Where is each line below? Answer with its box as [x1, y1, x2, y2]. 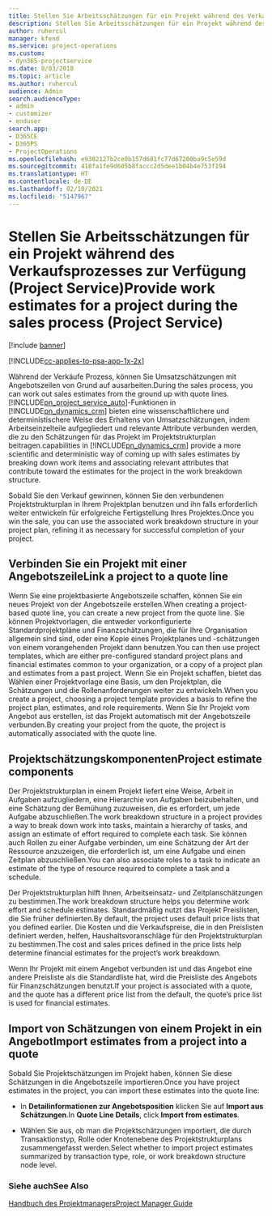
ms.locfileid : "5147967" [8, 192, 92, 201]
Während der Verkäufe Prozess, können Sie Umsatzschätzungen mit [8, 372, 237, 381]
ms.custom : [8, 49, 45, 57]
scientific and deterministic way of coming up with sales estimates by [8, 449, 240, 458]
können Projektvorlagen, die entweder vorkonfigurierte [8, 617, 192, 627]
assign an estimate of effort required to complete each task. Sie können [8, 829, 247, 839]
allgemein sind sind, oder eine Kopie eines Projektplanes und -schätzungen [8, 634, 261, 644]
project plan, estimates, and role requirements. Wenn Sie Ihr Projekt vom [8, 703, 250, 712]
